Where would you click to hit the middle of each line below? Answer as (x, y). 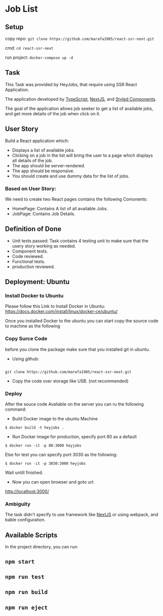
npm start (20, 562)
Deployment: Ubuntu (37, 282)
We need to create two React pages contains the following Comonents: (76, 199)
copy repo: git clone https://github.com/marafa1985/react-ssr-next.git (80, 38)
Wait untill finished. (24, 472)
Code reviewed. (28, 256)
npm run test (25, 577)
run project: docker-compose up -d (39, 57)
